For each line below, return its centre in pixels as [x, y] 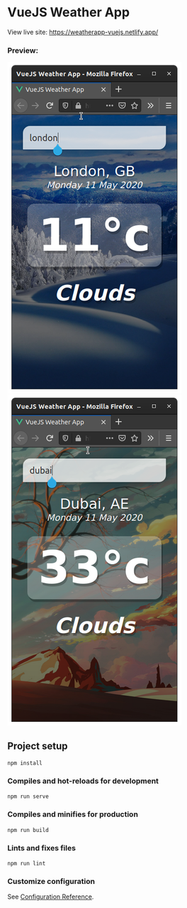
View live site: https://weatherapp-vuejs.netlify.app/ [83, 32]
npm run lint [27, 863]
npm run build [28, 830]
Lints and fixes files [42, 848]
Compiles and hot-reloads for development [83, 781]
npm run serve [28, 796]
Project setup [38, 746]
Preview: [23, 50]
